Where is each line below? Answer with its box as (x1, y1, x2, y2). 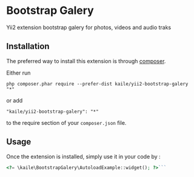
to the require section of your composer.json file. (6, 119, 127, 126)
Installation (6, 41, 50, 52)
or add (6, 96, 23, 104)
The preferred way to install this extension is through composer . (6, 57, 166, 64)
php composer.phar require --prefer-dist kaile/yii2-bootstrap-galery (6, 81, 189, 87)
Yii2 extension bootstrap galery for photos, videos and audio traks (6, 24, 172, 31)
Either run (6, 69, 31, 76)
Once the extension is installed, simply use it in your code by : (6, 153, 161, 160)
